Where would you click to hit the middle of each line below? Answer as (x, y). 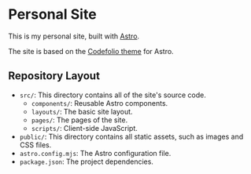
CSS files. (35, 145)
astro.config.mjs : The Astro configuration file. (95, 153)
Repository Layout (54, 76)
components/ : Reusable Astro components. (100, 103)
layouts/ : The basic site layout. (82, 111)
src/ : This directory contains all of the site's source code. (113, 95)
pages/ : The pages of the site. (79, 120)
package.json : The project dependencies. (86, 161)
